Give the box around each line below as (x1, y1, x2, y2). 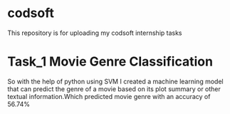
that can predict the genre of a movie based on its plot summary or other (7, 84, 221, 93)
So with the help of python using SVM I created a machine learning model (7, 77, 224, 85)
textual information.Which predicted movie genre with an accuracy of (7, 92, 211, 100)
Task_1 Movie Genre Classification (7, 53, 214, 70)
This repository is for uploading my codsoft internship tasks (7, 28, 182, 37)
